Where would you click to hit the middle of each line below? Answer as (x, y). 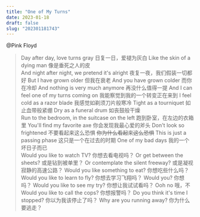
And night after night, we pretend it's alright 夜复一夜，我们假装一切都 (107, 73)
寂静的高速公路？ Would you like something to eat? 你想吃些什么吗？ (105, 170)
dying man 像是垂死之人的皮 (56, 65)
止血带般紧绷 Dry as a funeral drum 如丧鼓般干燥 (80, 110)
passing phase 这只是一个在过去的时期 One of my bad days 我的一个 (105, 140)
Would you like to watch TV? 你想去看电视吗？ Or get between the (102, 155)
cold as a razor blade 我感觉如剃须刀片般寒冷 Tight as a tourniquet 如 (106, 103)
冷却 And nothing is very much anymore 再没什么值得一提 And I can (109, 88)
